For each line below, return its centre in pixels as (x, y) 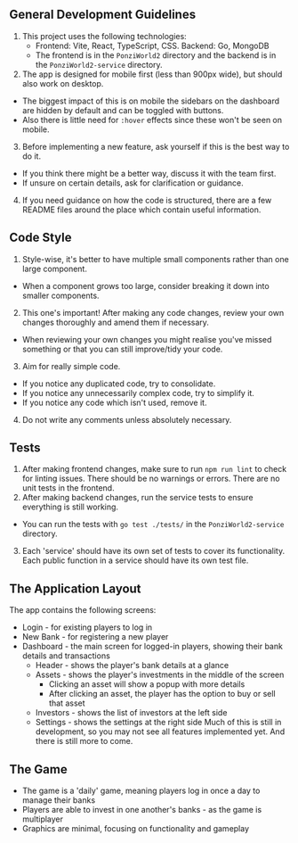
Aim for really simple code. (71, 366)
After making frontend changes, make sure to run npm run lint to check (154, 469)
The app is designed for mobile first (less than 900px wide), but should (152, 74)
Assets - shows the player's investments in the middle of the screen (160, 675)
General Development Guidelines (103, 15)
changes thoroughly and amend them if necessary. (115, 322)
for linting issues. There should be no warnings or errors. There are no (151, 479)
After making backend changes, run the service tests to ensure (137, 498)
